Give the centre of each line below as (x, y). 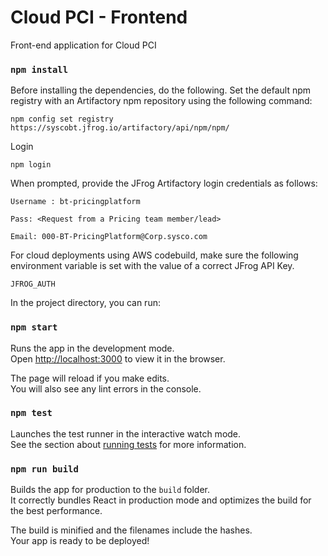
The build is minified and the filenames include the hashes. (131, 530)
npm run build (44, 469)
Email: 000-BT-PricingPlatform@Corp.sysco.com (109, 237)
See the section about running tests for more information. (128, 444)
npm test (31, 413)
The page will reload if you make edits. (90, 378)
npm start (34, 327)
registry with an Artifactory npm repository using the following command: (161, 101)
